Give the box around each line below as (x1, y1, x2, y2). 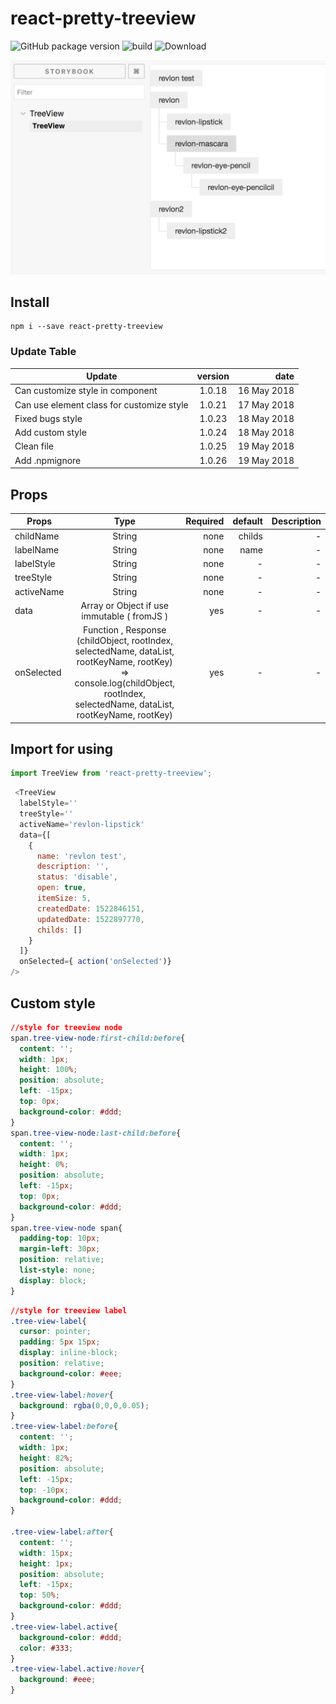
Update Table (10, 345, 77, 359)
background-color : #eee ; (19, 1368, 123, 1379)
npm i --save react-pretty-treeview (10, 322, 163, 332)
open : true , (36, 883, 87, 893)
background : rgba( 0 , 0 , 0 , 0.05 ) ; (19, 1400, 150, 1411)
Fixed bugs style (14, 412, 83, 424)
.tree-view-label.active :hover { (10, 1664, 145, 1674)
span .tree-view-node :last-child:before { (10, 1128, 182, 1138)
